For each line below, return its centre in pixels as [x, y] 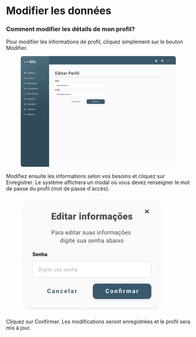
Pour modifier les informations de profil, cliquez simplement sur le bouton [94, 42]
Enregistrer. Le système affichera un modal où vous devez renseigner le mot [98, 182]
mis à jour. [18, 328]
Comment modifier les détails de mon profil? [71, 29]
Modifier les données [59, 11]
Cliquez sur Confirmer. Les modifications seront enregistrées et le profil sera [98, 321]
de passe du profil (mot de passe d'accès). [58, 188]
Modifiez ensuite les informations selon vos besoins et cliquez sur [85, 176]
